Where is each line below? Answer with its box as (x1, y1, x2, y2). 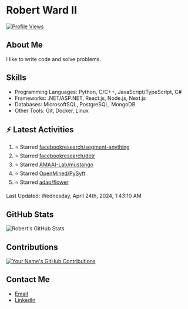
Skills (6, 73, 26, 83)
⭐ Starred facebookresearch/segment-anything (14, 143, 130, 150)
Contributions (6, 242, 58, 252)
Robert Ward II (6, 4, 78, 17)
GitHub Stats (6, 209, 54, 219)
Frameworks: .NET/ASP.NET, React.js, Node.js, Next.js (14, 95, 146, 102)
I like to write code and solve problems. (6, 55, 101, 62)
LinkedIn (14, 296, 36, 303)
